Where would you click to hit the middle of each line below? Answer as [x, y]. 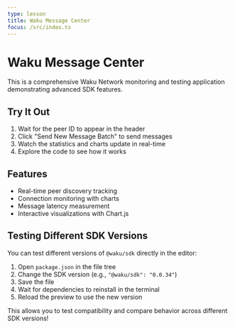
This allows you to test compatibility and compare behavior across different [117, 310]
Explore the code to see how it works [72, 152]
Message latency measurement [64, 206]
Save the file [36, 282]
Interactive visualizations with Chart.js [73, 213]
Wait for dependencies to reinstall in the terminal [88, 289]
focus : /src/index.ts [39, 27]
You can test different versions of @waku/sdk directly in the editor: [102, 253]
